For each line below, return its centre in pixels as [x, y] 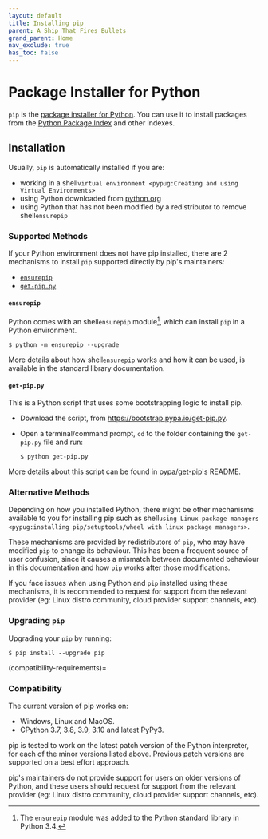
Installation [37, 148]
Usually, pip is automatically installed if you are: [87, 167]
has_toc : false [33, 53]
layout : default [35, 16]
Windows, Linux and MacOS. [67, 721]
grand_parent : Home [41, 38]
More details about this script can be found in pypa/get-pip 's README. [125, 471]
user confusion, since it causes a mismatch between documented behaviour [134, 559]
